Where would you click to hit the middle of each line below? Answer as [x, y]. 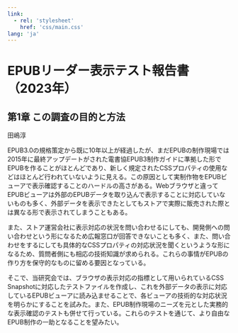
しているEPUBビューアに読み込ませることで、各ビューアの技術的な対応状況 [117, 295]
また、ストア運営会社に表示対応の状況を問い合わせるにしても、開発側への [116, 227]
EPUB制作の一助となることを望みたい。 [64, 322]
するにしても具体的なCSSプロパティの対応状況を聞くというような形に [128, 245]
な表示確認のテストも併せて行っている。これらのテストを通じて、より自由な [119, 313]
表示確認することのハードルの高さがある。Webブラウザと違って [125, 186]
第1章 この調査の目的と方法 [67, 117]
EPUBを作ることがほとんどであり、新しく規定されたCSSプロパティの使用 [114, 168]
